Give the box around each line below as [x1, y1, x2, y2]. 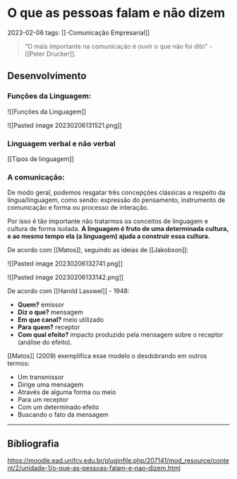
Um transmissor [17, 373, 64, 382]
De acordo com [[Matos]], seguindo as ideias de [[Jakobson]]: [7, 246, 189, 254]
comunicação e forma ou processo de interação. [7, 203, 150, 212]
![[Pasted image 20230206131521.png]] [7, 121, 122, 129]
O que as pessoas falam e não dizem [7, 5, 226, 21]
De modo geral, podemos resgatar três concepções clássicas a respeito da [7, 189, 226, 197]
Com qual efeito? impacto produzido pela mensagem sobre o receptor [17, 331, 224, 339]
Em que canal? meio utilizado [17, 316, 104, 324]
